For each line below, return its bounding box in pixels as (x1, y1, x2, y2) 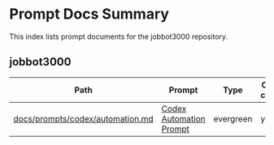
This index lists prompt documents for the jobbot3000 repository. (9, 32, 228, 41)
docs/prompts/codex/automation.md (13, 113, 154, 124)
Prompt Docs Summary (9, 5, 170, 23)
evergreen (213, 113, 253, 124)
